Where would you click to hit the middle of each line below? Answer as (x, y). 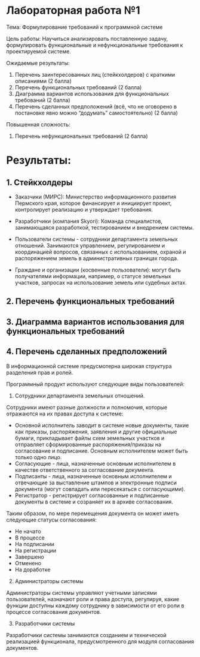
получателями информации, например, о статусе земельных (93, 276)
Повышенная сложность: (38, 124)
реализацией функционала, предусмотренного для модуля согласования (100, 641)
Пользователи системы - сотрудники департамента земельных (96, 239)
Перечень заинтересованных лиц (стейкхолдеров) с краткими (95, 74)
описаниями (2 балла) (43, 81)
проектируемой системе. (39, 51)
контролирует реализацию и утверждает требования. (84, 209)
